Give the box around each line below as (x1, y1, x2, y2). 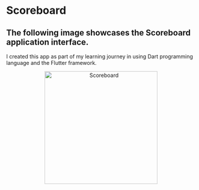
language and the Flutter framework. (6, 60, 97, 66)
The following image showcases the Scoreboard (6, 28, 191, 38)
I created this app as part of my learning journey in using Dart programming (6, 53, 194, 60)
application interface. (6, 37, 89, 47)
